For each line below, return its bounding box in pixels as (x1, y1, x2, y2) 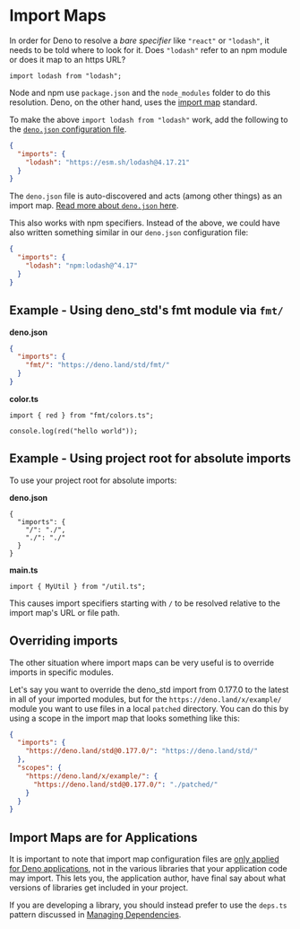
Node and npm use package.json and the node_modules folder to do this (9, 87, 271, 98)
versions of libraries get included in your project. (9, 882, 189, 893)
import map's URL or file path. (9, 607, 121, 618)
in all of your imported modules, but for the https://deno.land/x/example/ (9, 693, 282, 705)
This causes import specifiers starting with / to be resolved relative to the (9, 598, 280, 609)
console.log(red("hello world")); (9, 426, 139, 435)
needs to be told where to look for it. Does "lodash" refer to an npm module (9, 44, 288, 55)
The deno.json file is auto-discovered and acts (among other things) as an (9, 190, 283, 202)
